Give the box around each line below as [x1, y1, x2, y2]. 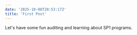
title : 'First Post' [5, 12, 47, 16]
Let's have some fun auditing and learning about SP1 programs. [5, 24, 133, 30]
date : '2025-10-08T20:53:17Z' [5, 7, 67, 12]
